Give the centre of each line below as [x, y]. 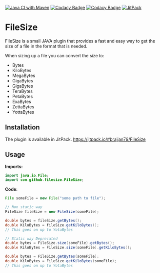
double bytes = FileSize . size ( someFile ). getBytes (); [60, 243]
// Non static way [24, 207]
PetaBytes [22, 96]
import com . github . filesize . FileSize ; [44, 180]
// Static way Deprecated [31, 238]
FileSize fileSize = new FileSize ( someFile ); [52, 212]
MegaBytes [24, 75]
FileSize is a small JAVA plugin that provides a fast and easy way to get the [80, 41]
